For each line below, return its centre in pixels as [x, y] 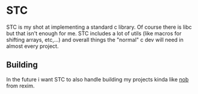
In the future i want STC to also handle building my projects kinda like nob [97, 79]
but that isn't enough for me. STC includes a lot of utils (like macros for [94, 33]
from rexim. [20, 86]
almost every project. [32, 46]
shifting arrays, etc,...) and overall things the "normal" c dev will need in [95, 40]
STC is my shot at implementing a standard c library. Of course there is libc [99, 27]
